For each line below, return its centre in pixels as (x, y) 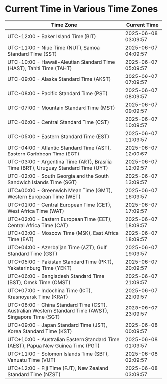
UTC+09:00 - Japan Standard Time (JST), (58, 325)
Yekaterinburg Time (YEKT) (40, 268)
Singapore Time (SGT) (34, 317)
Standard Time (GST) (33, 253)
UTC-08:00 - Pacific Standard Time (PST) (58, 93)
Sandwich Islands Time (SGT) (42, 182)
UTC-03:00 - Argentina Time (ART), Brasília (60, 161)
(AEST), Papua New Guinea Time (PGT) (54, 345)
